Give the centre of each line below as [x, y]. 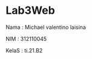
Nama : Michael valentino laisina [46, 27]
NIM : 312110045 [26, 39]
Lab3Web [30, 11]
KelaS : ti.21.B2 [24, 50]
